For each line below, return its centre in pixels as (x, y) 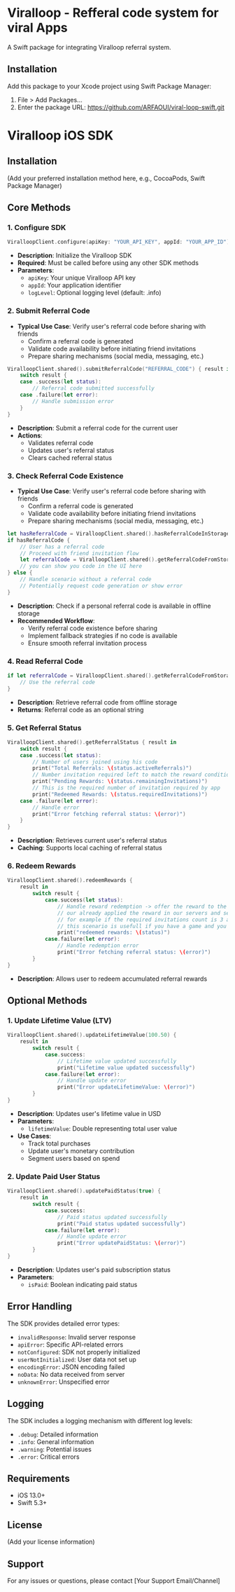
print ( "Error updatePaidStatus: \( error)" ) (122, 1243)
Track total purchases (59, 1143)
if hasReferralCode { (39, 540)
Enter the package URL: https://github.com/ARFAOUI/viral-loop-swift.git (121, 107)
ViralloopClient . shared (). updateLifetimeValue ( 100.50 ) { (92, 1035)
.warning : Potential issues (55, 1449)
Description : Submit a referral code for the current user (98, 428)
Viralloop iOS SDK (60, 135)
